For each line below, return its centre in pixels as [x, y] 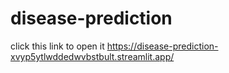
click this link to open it [57, 46]
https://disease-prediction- [162, 46]
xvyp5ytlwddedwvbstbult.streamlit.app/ [92, 56]
